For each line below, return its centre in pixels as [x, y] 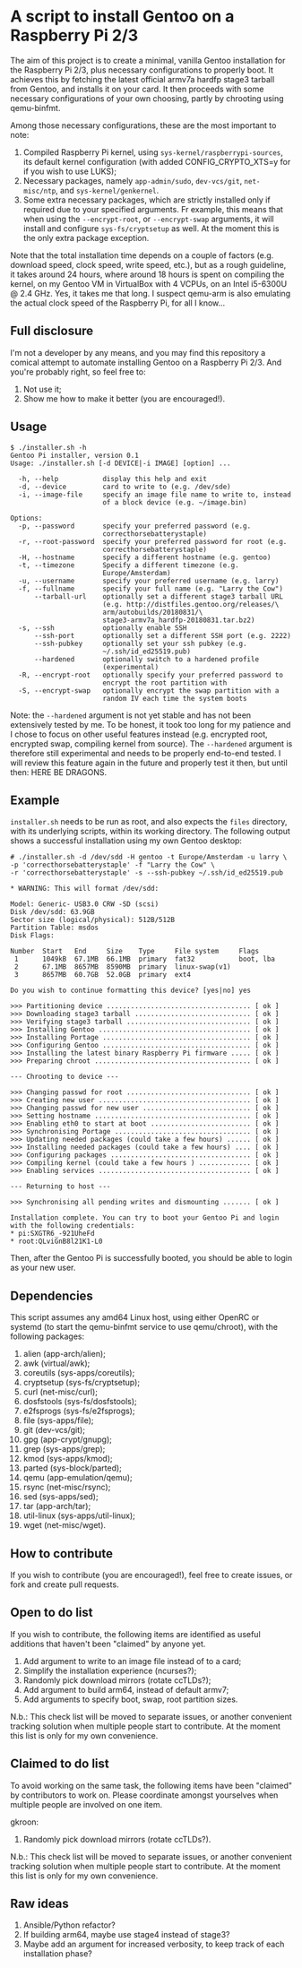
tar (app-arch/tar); [57, 1506]
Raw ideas [40, 1904]
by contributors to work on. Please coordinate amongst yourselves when [144, 1795]
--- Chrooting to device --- [65, 1077]
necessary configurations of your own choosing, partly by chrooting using [147, 98]
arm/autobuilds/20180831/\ [153, 612]
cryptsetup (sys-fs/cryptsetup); [82, 1383]
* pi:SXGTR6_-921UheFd [52, 1234]
